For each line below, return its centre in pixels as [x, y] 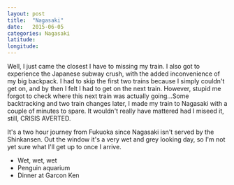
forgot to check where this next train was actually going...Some [98, 96]
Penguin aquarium [44, 168]
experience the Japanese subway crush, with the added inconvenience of [114, 74]
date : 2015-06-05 [36, 27]
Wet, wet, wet [37, 160]
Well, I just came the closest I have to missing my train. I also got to [104, 66]
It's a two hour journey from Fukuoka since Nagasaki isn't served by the [111, 132]
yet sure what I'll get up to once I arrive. [65, 147]
